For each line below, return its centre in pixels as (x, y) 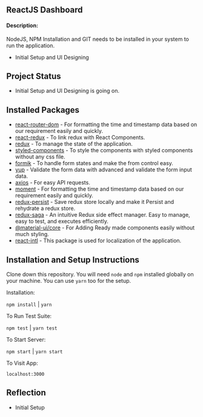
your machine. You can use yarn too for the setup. (69, 281)
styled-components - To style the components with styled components (104, 151)
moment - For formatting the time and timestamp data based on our (99, 189)
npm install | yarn (29, 304)
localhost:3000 (25, 375)
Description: (22, 25)
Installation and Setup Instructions (73, 259)
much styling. (32, 234)
